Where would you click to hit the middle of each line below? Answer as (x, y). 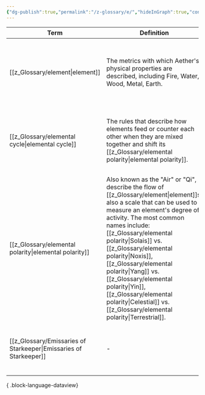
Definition (154, 32)
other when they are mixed (145, 137)
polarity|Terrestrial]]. (136, 317)
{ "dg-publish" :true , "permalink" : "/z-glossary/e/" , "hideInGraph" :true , (98, 12)
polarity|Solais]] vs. (135, 241)
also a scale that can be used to (152, 202)
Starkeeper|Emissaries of (46, 348)
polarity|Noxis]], (130, 256)
